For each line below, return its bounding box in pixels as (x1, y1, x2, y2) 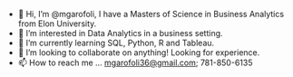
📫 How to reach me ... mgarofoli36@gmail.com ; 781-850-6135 (17, 57, 253, 68)
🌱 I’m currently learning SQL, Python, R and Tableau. (17, 37, 215, 48)
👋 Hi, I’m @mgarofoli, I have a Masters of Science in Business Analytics (17, 9, 284, 19)
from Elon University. (17, 18, 97, 29)
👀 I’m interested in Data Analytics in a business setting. (17, 28, 224, 38)
